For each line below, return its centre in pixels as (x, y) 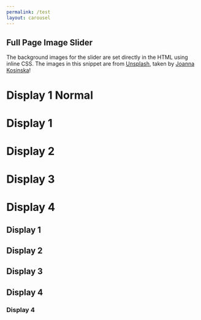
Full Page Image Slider (50, 43)
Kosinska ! (19, 70)
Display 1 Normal (50, 95)
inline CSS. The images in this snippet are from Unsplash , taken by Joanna (100, 64)
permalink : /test (28, 12)
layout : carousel (28, 18)
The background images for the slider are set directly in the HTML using (97, 57)
